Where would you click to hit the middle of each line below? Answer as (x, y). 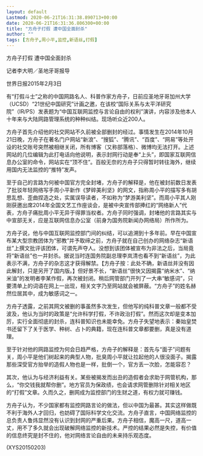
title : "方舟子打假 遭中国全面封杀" (47, 29)
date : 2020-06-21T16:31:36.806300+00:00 (58, 23)
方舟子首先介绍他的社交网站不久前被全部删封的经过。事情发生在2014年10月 (100, 132)
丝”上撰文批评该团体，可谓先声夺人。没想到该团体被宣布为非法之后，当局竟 (100, 248)
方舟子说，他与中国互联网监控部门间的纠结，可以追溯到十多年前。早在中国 (99, 233)
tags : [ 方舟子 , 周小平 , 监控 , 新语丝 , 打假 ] (52, 40)
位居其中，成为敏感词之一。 (46, 293)
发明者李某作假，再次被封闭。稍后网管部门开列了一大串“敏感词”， (106, 278)
